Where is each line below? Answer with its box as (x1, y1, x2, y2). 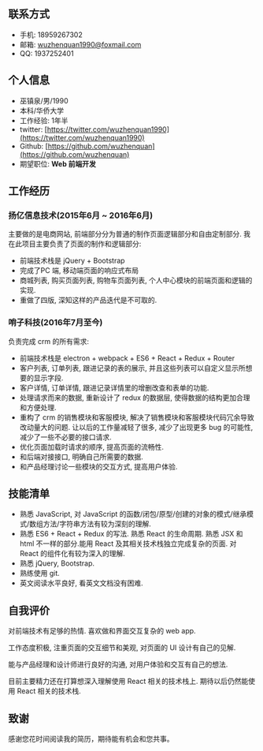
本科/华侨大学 (19, 106, 65, 115)
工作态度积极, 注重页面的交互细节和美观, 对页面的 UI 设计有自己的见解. (8, 643, 236, 652)
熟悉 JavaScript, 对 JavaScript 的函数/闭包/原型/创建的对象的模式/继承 (19, 510, 247, 519)
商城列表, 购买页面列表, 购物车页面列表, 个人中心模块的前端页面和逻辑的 (19, 275, 253, 286)
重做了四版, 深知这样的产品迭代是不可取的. (19, 295, 157, 305)
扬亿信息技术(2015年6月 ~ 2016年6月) (8, 210, 154, 221)
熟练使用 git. (19, 569, 61, 578)
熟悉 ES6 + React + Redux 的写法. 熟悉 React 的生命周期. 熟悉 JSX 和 (19, 529, 243, 539)
